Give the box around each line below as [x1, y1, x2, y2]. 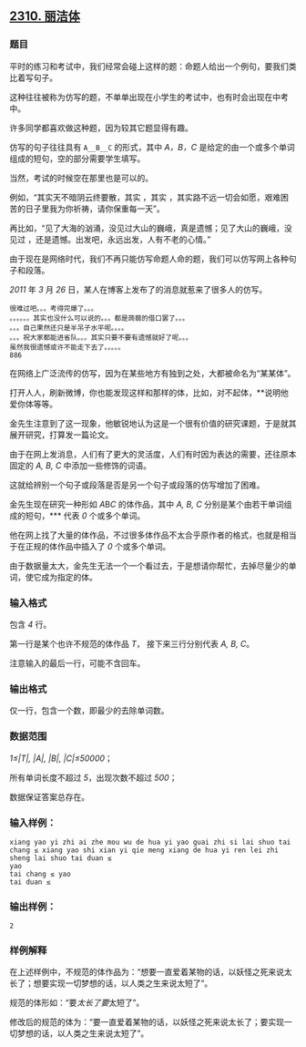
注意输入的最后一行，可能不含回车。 [9, 657, 146, 668]
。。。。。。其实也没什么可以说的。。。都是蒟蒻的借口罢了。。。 [9, 313, 189, 323]
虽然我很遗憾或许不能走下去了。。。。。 [9, 343, 126, 352]
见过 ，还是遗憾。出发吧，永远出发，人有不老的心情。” [9, 233, 211, 244]
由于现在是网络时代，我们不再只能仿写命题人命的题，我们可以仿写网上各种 [9, 253, 289, 264]
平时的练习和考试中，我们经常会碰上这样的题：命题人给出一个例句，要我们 [9, 60, 289, 71]
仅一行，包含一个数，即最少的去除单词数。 [9, 705, 169, 716]
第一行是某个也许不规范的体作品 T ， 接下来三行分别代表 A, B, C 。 [9, 638, 255, 649]
